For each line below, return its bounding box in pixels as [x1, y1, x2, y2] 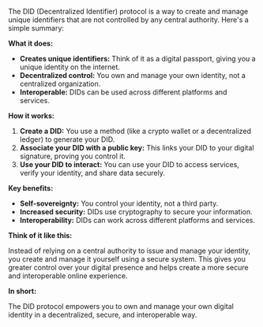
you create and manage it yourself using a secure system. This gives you [8, 255, 246, 263]
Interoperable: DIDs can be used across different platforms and [19, 87, 227, 97]
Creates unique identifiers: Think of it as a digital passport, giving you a [19, 54, 256, 63]
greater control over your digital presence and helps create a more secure [8, 263, 249, 272]
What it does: [8, 39, 54, 48]
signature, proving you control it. [19, 151, 126, 161]
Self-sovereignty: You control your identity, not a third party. [19, 199, 219, 208]
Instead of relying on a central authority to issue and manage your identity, [8, 246, 251, 255]
